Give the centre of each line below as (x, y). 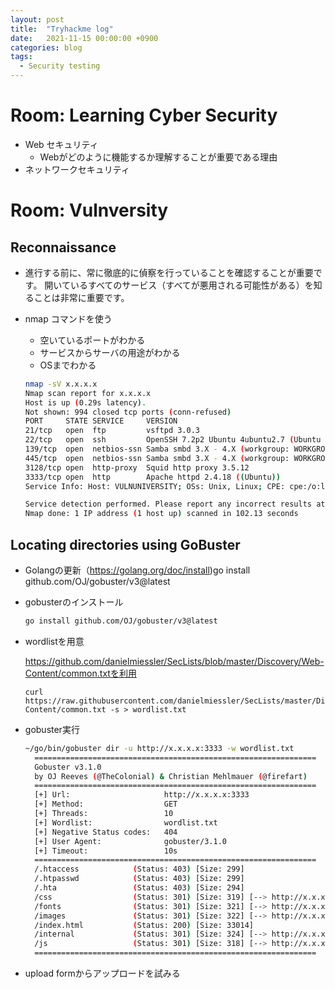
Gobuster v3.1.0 (68, 767)
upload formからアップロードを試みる (102, 973)
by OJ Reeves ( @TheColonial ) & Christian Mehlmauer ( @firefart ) (171, 776)
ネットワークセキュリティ (77, 169)
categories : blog (46, 47)
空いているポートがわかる (92, 340)
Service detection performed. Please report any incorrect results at (175, 504)
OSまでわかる (68, 365)
